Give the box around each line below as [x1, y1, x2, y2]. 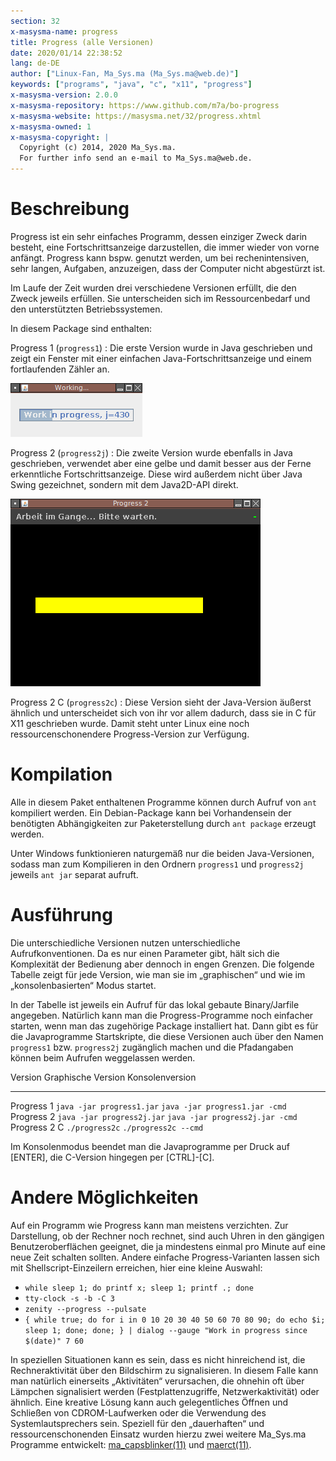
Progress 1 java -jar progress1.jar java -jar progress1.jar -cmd [10, 1100, 287, 1112]
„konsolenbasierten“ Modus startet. [10, 979, 157, 991]
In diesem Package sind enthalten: [10, 322, 153, 334]
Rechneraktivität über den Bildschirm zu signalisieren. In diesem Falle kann [10, 1364, 319, 1376]
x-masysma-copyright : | [10, 132, 110, 142]
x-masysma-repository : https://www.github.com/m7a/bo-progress [10, 100, 280, 110]
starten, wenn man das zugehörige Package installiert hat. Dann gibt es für [10, 1020, 319, 1032]
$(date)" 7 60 [24, 1336, 84, 1346]
